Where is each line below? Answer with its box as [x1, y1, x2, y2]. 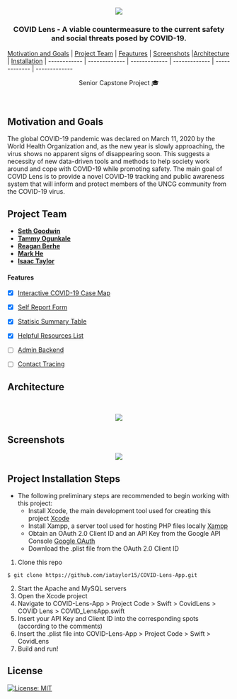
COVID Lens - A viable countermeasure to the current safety [13, 24, 225, 34]
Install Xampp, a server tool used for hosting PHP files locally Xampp [28, 522, 229, 530]
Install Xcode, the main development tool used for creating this [28, 506, 211, 514]
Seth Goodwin [17, 226, 61, 235]
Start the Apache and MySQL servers [17, 584, 127, 593]
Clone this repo [17, 558, 62, 566]
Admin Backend [17, 346, 64, 354]
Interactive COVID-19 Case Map [17, 289, 111, 297]
